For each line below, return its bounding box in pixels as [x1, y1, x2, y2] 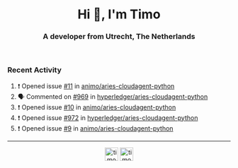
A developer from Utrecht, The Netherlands [42, 32, 195, 42]
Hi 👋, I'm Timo [77, 6, 161, 23]
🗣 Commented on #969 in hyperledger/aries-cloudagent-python [17, 92, 208, 101]
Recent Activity [7, 65, 62, 75]
